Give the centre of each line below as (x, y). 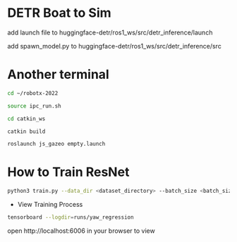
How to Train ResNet (68, 172)
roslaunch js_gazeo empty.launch (56, 144)
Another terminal (58, 75)
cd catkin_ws (26, 119)
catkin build (26, 132)
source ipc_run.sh (34, 106)
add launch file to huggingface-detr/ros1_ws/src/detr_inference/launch (110, 32)
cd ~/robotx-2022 (33, 93)
